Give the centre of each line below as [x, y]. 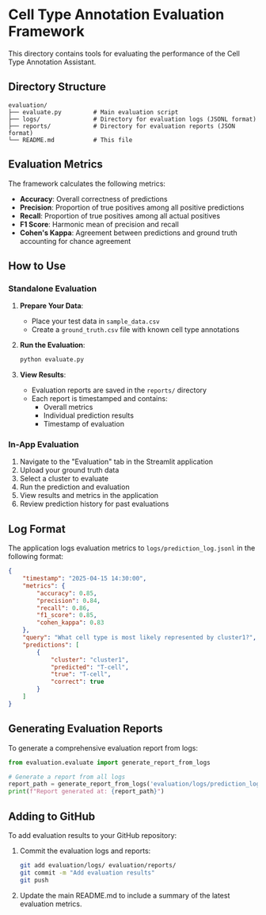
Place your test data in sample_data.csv [95, 321]
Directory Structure [57, 87]
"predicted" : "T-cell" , [89, 667]
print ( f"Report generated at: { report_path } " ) [86, 792]
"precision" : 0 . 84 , [69, 600]
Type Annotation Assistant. [52, 62]
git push [34, 880]
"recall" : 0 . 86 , [63, 608]
